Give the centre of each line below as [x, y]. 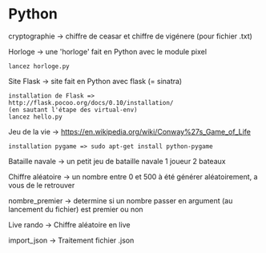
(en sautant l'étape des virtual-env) [73, 110]
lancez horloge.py [39, 66]
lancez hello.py [35, 117]
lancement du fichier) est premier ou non [76, 209]
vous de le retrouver [42, 185]
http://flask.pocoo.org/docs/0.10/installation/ [91, 102]
